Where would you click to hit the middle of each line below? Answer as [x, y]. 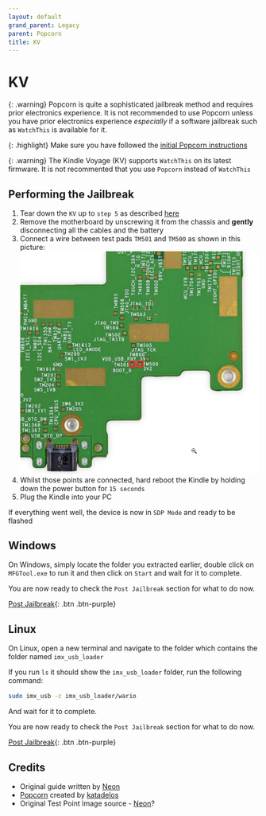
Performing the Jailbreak [71, 194]
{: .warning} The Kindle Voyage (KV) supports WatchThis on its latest [120, 161]
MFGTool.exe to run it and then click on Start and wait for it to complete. [125, 573]
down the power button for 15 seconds [82, 488]
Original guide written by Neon [70, 786]
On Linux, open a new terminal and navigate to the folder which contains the [133, 648]
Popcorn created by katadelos [69, 795]
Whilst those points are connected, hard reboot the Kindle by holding [133, 480]
